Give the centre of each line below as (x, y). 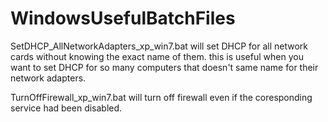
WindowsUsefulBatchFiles (123, 18)
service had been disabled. (66, 108)
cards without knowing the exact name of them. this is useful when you (157, 56)
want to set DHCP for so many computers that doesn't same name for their (164, 67)
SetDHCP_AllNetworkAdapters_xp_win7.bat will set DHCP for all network (159, 46)
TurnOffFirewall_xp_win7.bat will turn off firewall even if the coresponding (161, 97)
